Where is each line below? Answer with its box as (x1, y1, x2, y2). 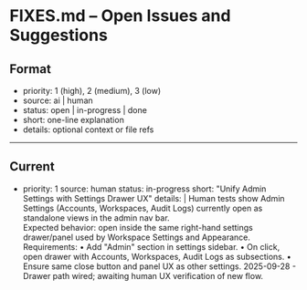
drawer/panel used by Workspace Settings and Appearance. (22, 232, 251, 243)
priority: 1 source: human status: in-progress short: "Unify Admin (22, 183, 267, 194)
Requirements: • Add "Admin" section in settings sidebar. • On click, (22, 241, 281, 252)
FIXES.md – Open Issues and (9, 5, 231, 26)
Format (9, 61, 52, 77)
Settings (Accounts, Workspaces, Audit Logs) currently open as (22, 202, 263, 213)
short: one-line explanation (22, 115, 125, 125)
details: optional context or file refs (22, 124, 154, 135)
